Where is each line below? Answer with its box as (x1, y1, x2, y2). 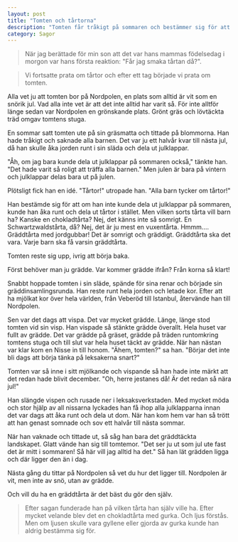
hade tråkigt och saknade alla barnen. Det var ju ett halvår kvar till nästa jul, (7, 136, 228, 145)
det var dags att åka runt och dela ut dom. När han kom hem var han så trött (7, 411, 229, 420)
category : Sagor (7, 30, 55, 38)
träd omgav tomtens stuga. (7, 115, 87, 124)
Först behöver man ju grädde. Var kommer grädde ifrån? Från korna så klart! (7, 266, 230, 274)
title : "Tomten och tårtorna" (7, 17, 97, 24)
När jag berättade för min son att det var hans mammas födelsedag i (24, 50, 225, 58)
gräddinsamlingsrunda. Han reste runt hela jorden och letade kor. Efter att (7, 287, 223, 296)
